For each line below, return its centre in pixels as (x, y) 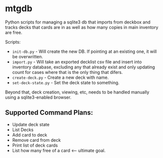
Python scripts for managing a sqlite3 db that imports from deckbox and (78, 22)
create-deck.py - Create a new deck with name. (60, 77)
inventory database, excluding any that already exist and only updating (83, 67)
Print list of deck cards (35, 145)
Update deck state (31, 124)
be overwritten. (27, 56)
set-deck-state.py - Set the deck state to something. (66, 82)
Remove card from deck (36, 140)
